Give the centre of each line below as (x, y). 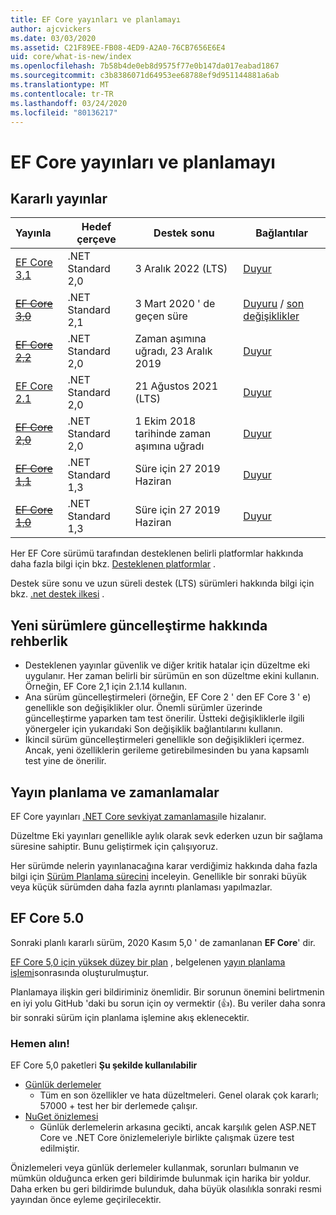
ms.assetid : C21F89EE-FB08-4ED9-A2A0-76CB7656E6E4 (118, 47)
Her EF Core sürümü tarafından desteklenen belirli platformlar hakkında (157, 553)
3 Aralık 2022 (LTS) (181, 269)
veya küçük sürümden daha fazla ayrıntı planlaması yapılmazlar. (141, 887)
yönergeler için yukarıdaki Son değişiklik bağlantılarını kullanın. (153, 729)
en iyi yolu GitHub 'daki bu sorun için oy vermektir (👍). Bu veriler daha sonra (168, 1003)
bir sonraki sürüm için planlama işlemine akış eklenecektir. (130, 1017)
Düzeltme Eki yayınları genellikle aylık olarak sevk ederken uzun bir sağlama (166, 835)
